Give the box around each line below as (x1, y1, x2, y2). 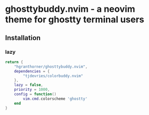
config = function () (14, 92, 57, 97)
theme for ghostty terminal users (5, 14, 145, 25)
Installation (5, 34, 41, 42)
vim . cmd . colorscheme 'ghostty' (23, 96, 88, 101)
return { (5, 59, 23, 65)
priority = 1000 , (14, 87, 50, 92)
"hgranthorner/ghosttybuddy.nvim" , (14, 64, 88, 69)
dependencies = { (14, 69, 50, 74)
